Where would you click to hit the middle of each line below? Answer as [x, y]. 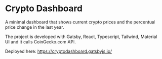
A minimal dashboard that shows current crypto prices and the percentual [80, 22]
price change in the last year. [35, 27]
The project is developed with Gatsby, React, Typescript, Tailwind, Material [81, 37]
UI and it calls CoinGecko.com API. [40, 41]
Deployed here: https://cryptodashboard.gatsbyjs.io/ [59, 51]
